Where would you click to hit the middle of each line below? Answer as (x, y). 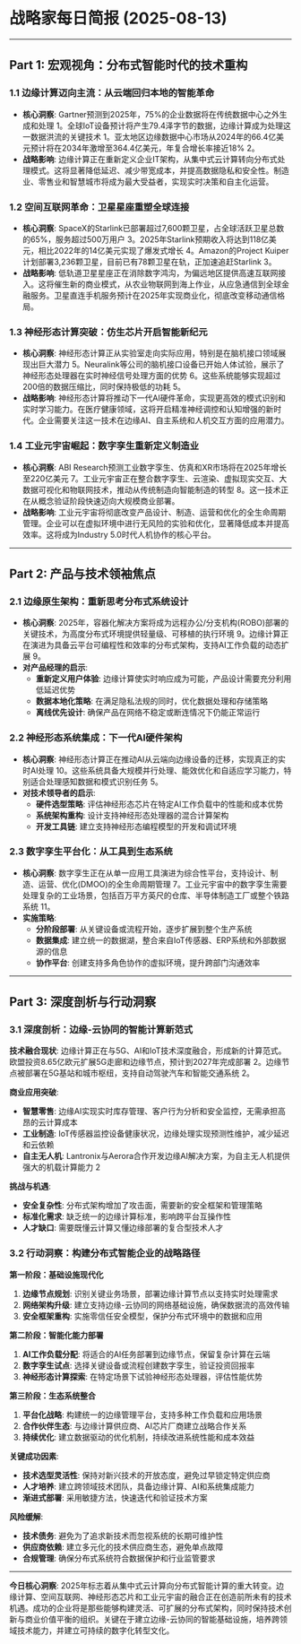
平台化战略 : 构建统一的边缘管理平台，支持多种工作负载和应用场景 (142, 1415)
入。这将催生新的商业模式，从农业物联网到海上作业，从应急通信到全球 (152, 284)
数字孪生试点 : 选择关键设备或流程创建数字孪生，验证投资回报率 (138, 1365)
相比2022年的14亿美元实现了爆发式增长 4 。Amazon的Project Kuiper (163, 250)
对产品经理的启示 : (55, 668)
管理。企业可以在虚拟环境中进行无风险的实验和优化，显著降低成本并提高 (155, 523)
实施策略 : (39, 917)
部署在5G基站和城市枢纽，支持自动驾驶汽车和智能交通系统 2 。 (140, 1073)
